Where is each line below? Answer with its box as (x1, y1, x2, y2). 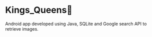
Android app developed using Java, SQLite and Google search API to (5, 21, 147, 27)
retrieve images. (5, 26, 38, 32)
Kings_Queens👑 (5, 4, 72, 16)
